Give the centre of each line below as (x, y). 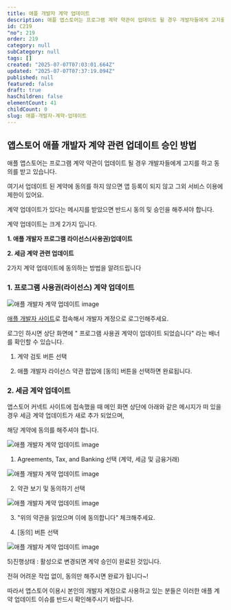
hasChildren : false (35, 97)
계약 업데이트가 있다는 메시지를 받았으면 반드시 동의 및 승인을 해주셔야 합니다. (111, 210)
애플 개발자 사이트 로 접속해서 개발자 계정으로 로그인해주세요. (88, 318)
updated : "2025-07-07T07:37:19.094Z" (61, 71)
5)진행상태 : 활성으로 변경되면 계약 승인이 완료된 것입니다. (84, 562)
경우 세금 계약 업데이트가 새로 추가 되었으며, (66, 415)
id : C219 (20, 26)
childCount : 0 (27, 109)
